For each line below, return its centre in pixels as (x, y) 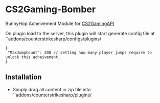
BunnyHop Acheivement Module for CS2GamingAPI (60, 23)
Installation (24, 77)
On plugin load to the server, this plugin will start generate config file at (80, 33)
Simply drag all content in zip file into (52, 89)
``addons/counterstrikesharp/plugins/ (52, 95)
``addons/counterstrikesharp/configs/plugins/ (53, 39)
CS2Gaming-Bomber (51, 9)
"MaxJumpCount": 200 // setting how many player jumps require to (80, 53)
